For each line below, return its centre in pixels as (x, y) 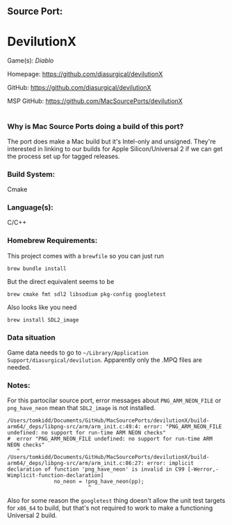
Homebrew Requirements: (52, 241)
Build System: (31, 174)
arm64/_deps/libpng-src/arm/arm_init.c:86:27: (76, 463)
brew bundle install (37, 268)
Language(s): (30, 207)
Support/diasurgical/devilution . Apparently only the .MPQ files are (105, 360)
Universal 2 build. (32, 515)
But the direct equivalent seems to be (61, 281)
